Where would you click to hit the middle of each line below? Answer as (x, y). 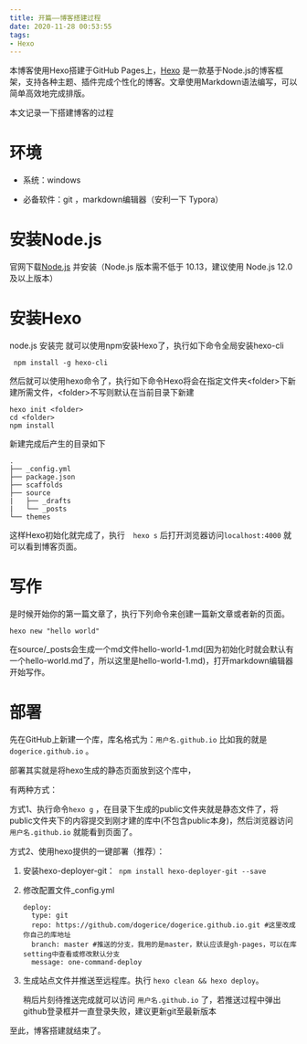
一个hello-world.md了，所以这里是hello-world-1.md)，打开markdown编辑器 (152, 660)
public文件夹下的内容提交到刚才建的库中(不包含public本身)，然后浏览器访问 (152, 820)
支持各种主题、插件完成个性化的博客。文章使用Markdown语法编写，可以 (161, 82)
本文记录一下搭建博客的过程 (62, 113)
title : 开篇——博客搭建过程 (55, 18)
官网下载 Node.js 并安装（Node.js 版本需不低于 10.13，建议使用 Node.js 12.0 (151, 267)
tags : (20, 35)
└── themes (30, 517)
